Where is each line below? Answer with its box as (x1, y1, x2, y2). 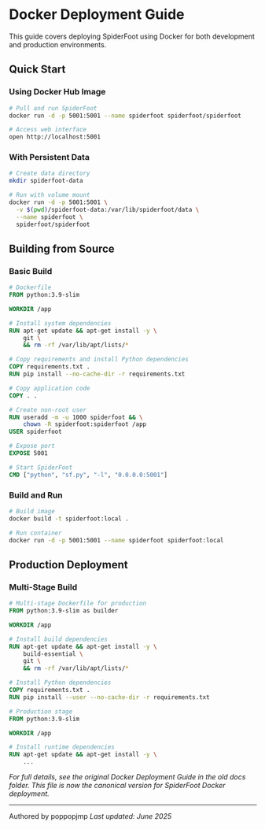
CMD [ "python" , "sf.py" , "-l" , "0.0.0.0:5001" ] (9, 471, 168, 479)
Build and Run (9, 490, 64, 501)
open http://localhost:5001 (9, 133, 101, 141)
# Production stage (9, 707, 73, 716)
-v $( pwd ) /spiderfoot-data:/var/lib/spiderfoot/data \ (16, 205, 200, 213)
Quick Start (9, 63, 66, 76)
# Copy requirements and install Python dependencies (9, 356, 190, 364)
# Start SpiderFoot (9, 463, 73, 472)
